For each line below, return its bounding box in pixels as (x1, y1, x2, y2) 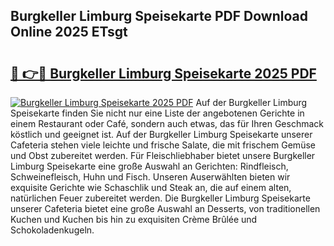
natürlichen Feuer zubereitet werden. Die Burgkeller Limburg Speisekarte (10, 192, 311, 204)
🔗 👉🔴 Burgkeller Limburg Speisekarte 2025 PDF (10, 65, 317, 82)
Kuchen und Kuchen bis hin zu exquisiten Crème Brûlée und (10, 214, 258, 225)
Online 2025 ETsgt (10, 24, 128, 41)
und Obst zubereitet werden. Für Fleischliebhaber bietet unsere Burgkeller (10, 150, 316, 161)
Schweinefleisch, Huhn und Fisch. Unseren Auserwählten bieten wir (10, 171, 291, 183)
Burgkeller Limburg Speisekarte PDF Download (10, 8, 308, 25)
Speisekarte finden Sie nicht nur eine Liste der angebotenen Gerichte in (10, 107, 305, 119)
